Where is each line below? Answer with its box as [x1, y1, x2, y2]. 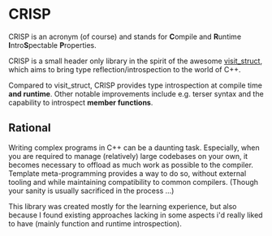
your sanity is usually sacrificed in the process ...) [8, 186, 175, 195]
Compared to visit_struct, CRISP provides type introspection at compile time [8, 80, 262, 90]
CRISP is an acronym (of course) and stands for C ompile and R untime [8, 32, 242, 41]
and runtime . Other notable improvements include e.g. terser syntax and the [8, 88, 264, 98]
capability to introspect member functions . [8, 97, 153, 107]
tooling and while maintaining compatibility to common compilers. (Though [8, 177, 258, 187]
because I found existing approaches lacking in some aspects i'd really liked [8, 210, 263, 220]
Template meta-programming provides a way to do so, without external [8, 168, 247, 178]
